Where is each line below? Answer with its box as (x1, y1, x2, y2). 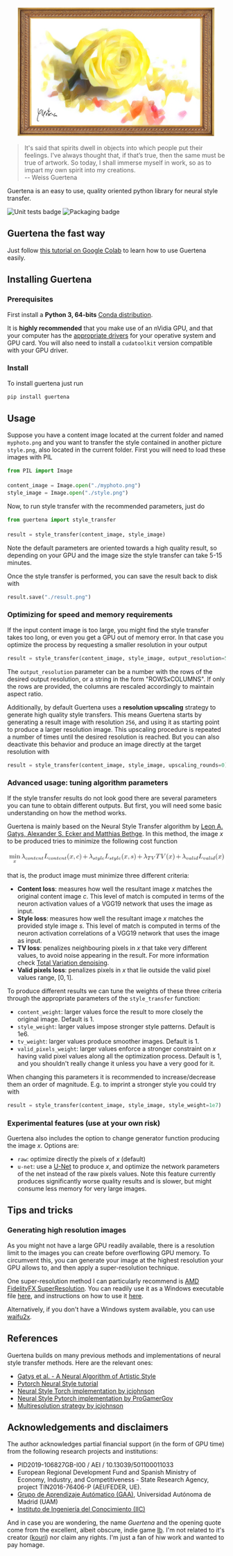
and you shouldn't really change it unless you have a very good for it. (17, 1059, 215, 1067)
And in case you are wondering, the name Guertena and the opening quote (7, 1518, 222, 1527)
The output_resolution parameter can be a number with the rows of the (7, 667, 213, 675)
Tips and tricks (7, 1204, 74, 1216)
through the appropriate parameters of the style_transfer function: (7, 994, 200, 1002)
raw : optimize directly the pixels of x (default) (17, 1155, 146, 1163)
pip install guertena (7, 393, 70, 400)
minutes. (7, 558, 33, 566)
